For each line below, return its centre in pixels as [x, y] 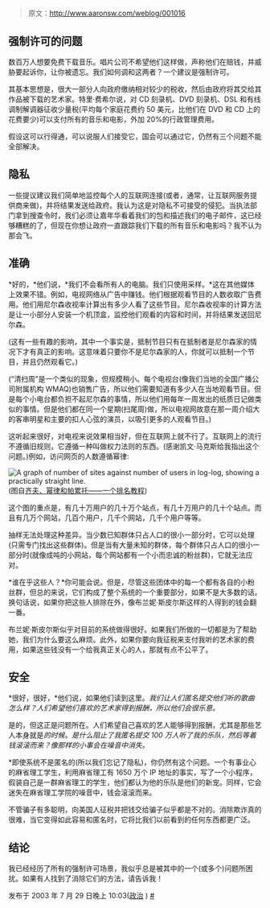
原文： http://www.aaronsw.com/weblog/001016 [107, 13]
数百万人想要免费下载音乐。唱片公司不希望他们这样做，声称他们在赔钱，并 [131, 62]
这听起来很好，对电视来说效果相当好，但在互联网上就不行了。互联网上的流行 [135, 436]
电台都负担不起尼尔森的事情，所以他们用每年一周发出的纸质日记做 [145, 398]
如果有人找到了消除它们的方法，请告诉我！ [92, 879]
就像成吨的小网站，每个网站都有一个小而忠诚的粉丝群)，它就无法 [139, 555]
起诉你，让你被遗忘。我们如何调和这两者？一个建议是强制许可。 [128, 72]
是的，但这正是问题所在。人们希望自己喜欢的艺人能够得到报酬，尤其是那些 [131, 725]
